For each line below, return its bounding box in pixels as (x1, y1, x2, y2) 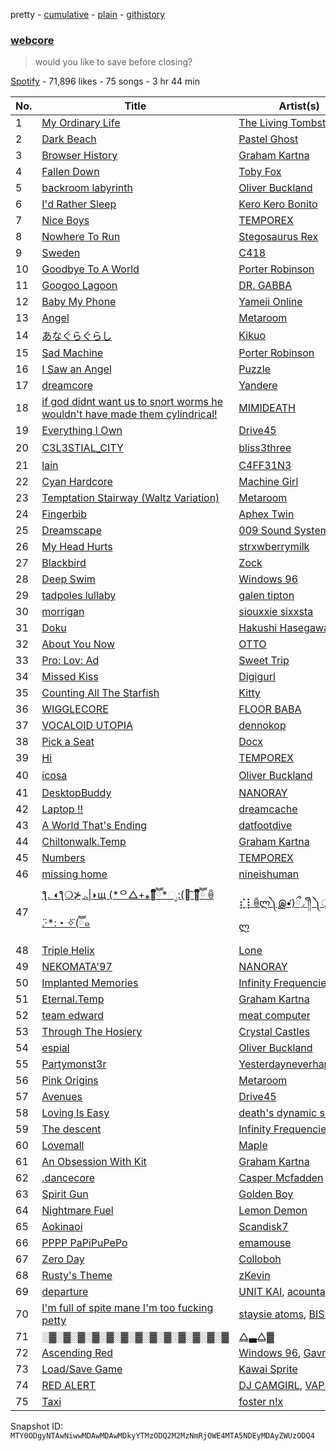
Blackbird (41, 556, 87, 570)
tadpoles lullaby (41, 589, 117, 603)
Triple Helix (41, 944, 95, 958)
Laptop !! (41, 802, 84, 816)
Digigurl (238, 670, 276, 684)
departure (41, 1285, 89, 1299)
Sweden (41, 246, 81, 260)
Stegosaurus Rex (238, 230, 319, 244)
